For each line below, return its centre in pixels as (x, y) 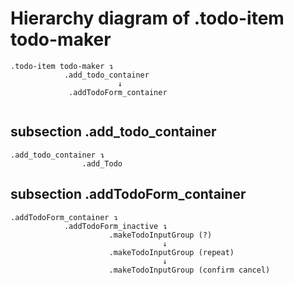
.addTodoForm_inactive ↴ (115, 226)
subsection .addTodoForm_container (128, 194)
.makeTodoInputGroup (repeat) (171, 252)
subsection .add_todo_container (113, 132)
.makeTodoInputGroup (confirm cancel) (189, 270)
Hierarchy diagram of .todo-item (147, 18)
